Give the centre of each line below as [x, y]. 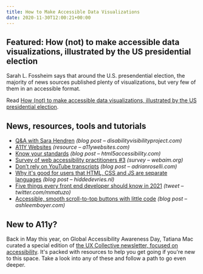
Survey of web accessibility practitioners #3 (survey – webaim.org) [99, 160]
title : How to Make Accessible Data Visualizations [73, 12]
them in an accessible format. [43, 89]
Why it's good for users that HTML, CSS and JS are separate [91, 173]
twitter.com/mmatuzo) [43, 193]
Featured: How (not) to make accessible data [93, 42]
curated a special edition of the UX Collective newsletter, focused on [92, 245]
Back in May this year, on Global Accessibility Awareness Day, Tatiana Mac [100, 239]
